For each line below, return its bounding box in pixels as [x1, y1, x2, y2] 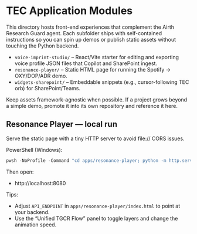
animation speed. [14, 221, 57, 228]
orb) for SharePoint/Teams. [14, 84, 81, 91]
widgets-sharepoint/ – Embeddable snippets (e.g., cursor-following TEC [14, 78, 189, 86]
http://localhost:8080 [14, 179, 66, 186]
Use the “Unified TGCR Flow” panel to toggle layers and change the [14, 215, 178, 222]
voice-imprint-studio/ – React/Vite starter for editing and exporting [14, 53, 179, 60]
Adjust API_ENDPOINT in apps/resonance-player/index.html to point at [14, 202, 181, 209]
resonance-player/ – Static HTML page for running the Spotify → [14, 66, 171, 73]
